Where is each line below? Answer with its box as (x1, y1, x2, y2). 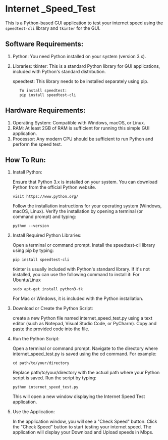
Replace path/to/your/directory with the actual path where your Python (12, 370, 160, 376)
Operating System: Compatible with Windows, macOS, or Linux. (12, 119, 145, 125)
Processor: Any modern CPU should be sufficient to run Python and (12, 136, 153, 142)
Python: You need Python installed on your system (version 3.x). (12, 53, 146, 59)
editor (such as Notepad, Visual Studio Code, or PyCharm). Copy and (12, 321, 157, 327)
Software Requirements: (5, 40, 84, 49)
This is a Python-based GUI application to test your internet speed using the (5, 20, 163, 26)
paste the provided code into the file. (12, 326, 90, 332)
